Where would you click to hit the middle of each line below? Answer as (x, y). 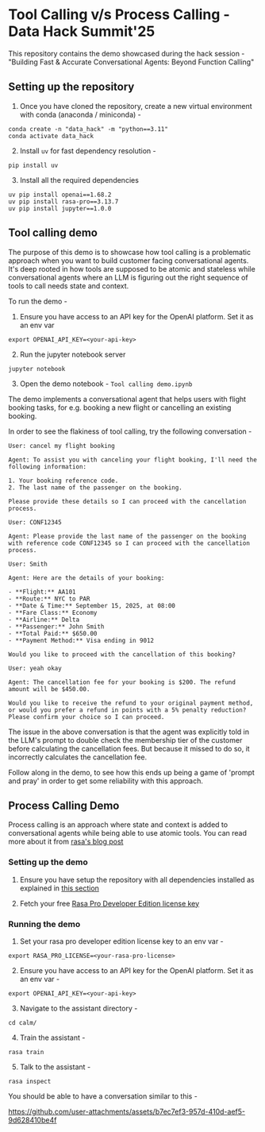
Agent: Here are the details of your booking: (86, 578)
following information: (48, 466)
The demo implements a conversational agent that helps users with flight (127, 399)
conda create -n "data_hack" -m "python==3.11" (88, 129)
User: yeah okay (35, 668)
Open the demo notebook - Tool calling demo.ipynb (106, 384)
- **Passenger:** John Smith (56, 626)
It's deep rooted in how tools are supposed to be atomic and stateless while (132, 269)
